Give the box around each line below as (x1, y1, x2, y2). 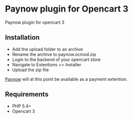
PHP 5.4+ (12, 103, 32, 109)
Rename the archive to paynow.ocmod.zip (12, 51, 96, 57)
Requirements (5, 90, 49, 99)
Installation (5, 33, 40, 42)
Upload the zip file (12, 67, 49, 73)
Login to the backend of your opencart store (12, 57, 101, 62)
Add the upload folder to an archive (12, 46, 83, 52)
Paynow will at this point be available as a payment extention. (5, 76, 128, 82)
